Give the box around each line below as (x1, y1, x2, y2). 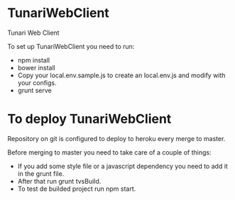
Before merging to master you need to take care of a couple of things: (7, 148, 212, 157)
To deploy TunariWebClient (7, 111, 172, 127)
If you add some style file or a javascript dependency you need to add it (17, 162, 229, 170)
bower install (17, 63, 55, 72)
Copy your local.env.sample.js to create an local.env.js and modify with (17, 71, 226, 79)
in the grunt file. (17, 169, 65, 178)
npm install (17, 55, 50, 65)
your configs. (17, 78, 57, 87)
